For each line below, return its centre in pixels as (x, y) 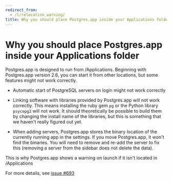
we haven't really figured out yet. (48, 122)
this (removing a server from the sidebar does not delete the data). (83, 148)
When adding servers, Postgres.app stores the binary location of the (85, 132)
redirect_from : (21, 10)
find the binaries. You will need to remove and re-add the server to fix (86, 143)
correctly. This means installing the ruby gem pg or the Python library (85, 106)
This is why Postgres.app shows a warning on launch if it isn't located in (81, 158)
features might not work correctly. (41, 81)
